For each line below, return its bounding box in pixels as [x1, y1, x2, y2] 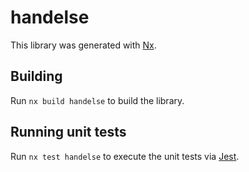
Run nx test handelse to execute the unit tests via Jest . [10, 150, 240, 162]
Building [10, 68, 63, 85]
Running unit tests [10, 124, 127, 141]
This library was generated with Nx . [10, 39, 157, 51]
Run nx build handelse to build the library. [10, 94, 185, 106]
